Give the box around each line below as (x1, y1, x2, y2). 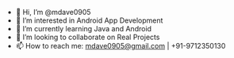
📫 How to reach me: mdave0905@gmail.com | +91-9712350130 (15, 42, 226, 50)
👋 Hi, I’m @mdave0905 (15, 8, 91, 16)
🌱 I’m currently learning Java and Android (15, 24, 152, 33)
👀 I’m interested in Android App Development (15, 16, 163, 25)
